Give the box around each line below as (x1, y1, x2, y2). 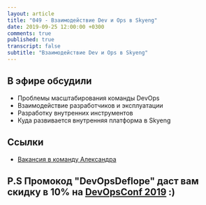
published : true (7, 36, 54, 43)
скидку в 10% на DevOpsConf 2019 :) (7, 186, 176, 198)
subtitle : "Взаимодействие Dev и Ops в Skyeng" (7, 50, 149, 57)
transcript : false (7, 43, 61, 50)
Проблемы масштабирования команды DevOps (17, 94, 160, 102)
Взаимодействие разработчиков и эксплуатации (17, 101, 163, 109)
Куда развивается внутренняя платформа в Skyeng (17, 116, 171, 125)
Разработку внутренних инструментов (17, 108, 133, 117)
